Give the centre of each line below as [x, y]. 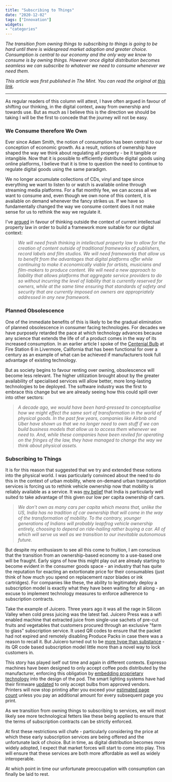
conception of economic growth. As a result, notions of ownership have [81, 147]
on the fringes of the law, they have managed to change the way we [90, 440]
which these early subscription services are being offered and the [75, 737]
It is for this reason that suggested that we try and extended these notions [83, 470]
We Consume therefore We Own [46, 131]
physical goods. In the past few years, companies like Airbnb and [87, 418]
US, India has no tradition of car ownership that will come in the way [90, 513]
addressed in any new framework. [54, 297]
